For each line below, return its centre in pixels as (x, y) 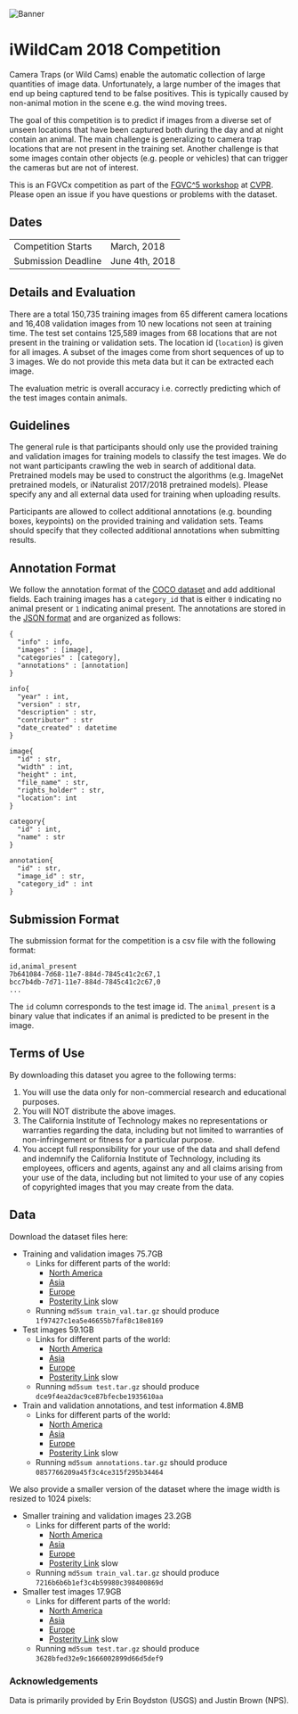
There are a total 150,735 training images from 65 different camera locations (149, 314)
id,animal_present (43, 967)
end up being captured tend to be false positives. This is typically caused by (149, 93)
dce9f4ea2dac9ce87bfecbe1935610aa (99, 1397)
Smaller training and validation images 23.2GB (107, 1515)
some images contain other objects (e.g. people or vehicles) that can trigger (149, 158)
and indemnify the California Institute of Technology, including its (141, 1158)
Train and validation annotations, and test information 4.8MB (133, 1405)
